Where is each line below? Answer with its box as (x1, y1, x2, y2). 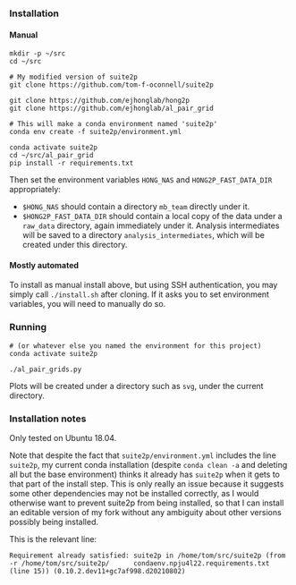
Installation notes (9, 412, 87, 425)
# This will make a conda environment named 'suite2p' (9, 120, 218, 129)
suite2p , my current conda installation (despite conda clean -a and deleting (9, 459, 288, 470)
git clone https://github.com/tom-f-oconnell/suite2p (9, 81, 215, 89)
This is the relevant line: (9, 533, 97, 544)
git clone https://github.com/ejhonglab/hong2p (9, 97, 190, 106)
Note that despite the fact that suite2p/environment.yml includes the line (9, 450, 277, 461)
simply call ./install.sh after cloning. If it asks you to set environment (9, 289, 270, 300)
